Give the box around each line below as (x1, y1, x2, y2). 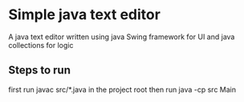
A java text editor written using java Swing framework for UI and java (8, 32, 235, 41)
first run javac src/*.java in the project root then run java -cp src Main (8, 84, 237, 94)
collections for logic (8, 40, 74, 49)
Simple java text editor (8, 6, 161, 24)
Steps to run (8, 64, 71, 77)
